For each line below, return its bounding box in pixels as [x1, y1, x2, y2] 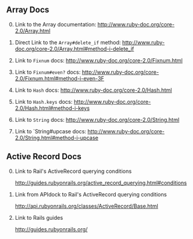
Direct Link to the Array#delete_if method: [14, 38, 121, 46]
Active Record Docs [6, 151, 82, 162]
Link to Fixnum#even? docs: [14, 68, 81, 76]
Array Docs [6, 5, 50, 15]
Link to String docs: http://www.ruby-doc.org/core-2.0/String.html [14, 116, 180, 123]
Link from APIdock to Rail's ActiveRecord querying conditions [14, 190, 167, 198]
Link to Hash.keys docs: [14, 98, 73, 105]
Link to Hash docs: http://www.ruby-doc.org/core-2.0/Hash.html [14, 86, 172, 94]
